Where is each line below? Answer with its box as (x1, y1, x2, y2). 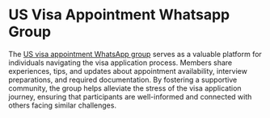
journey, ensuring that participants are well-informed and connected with (8, 92, 252, 101)
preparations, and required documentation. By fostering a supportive (8, 75, 238, 84)
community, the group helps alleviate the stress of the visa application (8, 83, 242, 93)
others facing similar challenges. (8, 100, 117, 110)
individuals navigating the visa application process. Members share (8, 58, 233, 67)
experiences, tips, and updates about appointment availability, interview (8, 66, 248, 75)
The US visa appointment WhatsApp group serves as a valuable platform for (8, 49, 263, 59)
